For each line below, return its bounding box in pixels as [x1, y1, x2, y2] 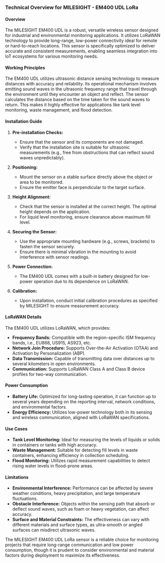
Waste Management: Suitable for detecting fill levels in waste [12, 447, 138, 453]
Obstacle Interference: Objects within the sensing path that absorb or [12, 501, 155, 507]
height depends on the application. [19, 209, 91, 215]
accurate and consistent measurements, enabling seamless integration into [5, 48, 158, 54]
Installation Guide [5, 118, 42, 124]
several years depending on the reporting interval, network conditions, [12, 399, 156, 405]
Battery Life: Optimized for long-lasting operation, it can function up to [12, 393, 156, 399]
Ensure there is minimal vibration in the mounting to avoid [19, 249, 136, 255]
